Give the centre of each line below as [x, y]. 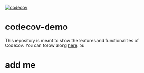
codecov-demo [36, 27]
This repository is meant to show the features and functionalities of [72, 40]
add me [20, 65]
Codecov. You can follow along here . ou [45, 45]
